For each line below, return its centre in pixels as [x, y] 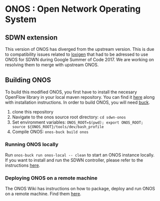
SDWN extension [31, 37]
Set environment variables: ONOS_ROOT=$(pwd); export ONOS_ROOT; [78, 122]
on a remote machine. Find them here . [43, 194]
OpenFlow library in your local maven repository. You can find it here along [80, 97]
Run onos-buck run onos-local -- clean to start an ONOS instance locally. [80, 155]
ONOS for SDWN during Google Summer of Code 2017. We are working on [80, 59]
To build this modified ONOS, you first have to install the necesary [71, 92]
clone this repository [33, 112]
